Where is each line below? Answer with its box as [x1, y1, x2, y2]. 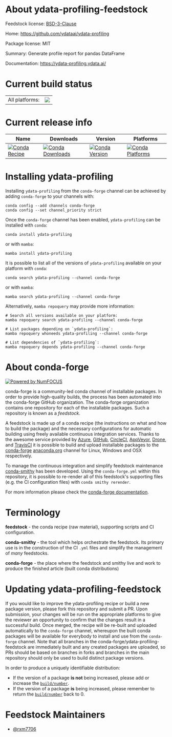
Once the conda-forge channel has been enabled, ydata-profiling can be [5, 216, 161, 222]
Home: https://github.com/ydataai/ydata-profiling [5, 30, 110, 36]
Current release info [5, 117, 93, 129]
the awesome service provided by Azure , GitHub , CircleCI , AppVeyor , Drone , [5, 436, 167, 442]
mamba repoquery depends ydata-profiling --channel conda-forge [5, 344, 145, 350]
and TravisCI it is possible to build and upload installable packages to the [5, 442, 159, 448]
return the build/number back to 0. [12, 691, 85, 697]
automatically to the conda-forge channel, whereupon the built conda [5, 627, 151, 633]
